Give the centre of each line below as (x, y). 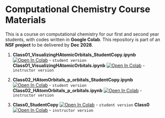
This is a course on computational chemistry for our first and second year (82, 34)
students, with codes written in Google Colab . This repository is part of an (83, 40)
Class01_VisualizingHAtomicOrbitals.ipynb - (79, 65)
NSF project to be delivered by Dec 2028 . (49, 45)
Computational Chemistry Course (78, 9)
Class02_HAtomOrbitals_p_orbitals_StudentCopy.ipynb (73, 80)
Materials (26, 20)
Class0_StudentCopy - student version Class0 (81, 104)
